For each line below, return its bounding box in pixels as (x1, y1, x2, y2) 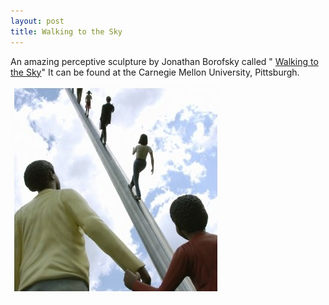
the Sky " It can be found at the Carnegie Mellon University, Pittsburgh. (10, 66, 300, 78)
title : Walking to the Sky (10, 26, 123, 37)
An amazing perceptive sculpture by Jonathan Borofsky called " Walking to (10, 55, 319, 67)
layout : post (10, 16, 65, 26)
